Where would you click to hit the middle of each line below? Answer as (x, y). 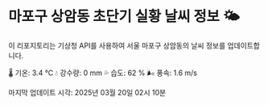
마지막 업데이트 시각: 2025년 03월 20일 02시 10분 (87, 92)
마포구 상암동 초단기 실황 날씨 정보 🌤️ (124, 17)
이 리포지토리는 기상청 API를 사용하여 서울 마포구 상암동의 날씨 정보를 (117, 45)
